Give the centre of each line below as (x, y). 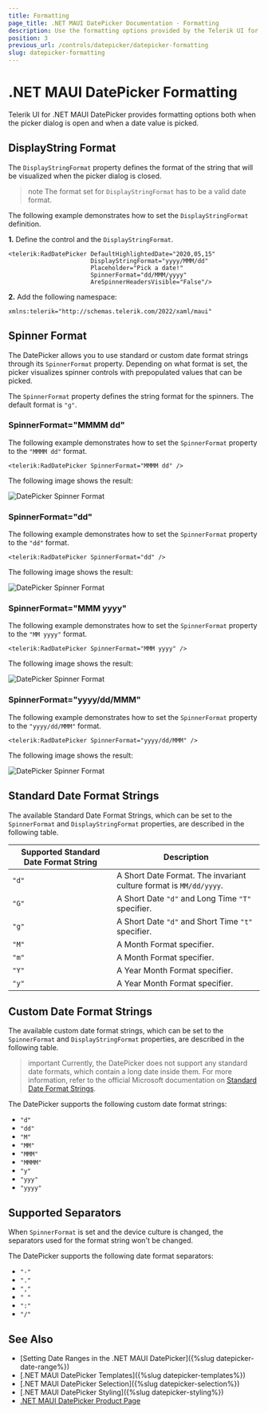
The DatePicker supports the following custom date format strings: (118, 1105)
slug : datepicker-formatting (57, 53)
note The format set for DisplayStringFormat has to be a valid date (137, 191)
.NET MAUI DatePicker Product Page (80, 1401)
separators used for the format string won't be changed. (101, 1240)
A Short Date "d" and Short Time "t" (185, 921)
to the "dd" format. (39, 543)
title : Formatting (39, 16)
